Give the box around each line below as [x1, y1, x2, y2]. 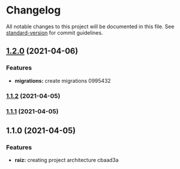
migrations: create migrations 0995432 [14, 77, 111, 84]
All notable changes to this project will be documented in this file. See [6, 23, 175, 30]
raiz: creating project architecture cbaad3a [14, 157, 119, 164]
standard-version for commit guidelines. [6, 29, 103, 36]
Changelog [6, 4, 61, 17]
